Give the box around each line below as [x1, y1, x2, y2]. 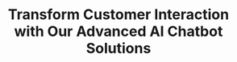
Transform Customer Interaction [7, 6, 230, 24]
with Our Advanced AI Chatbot [14, 22, 223, 41]
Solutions [85, 40, 152, 57]
